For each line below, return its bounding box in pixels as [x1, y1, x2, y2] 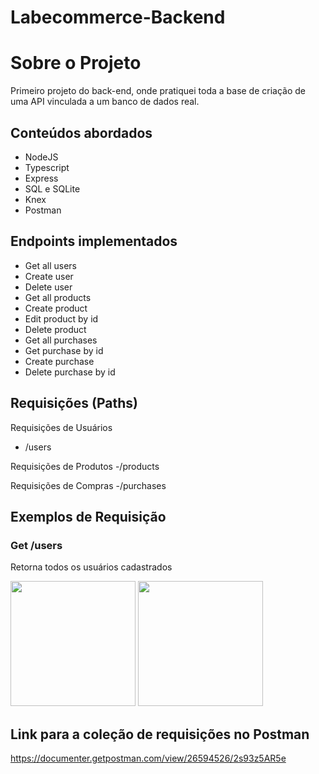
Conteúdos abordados [10, 124, 153, 141]
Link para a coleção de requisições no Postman [10, 726, 310, 743]
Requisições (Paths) [10, 395, 138, 412]
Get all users [24, 259, 77, 271]
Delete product [24, 323, 87, 335]
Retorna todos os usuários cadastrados [10, 561, 173, 573]
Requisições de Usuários [10, 421, 113, 433]
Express [24, 172, 59, 184]
